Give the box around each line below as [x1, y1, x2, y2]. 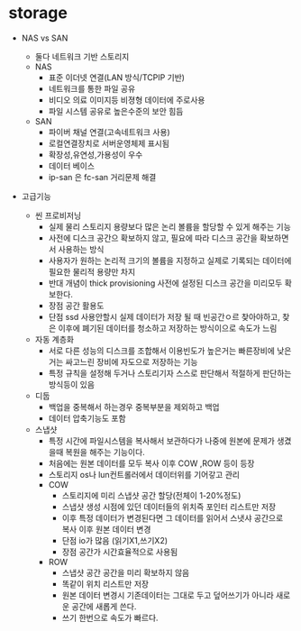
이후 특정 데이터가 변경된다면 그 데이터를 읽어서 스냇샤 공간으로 [61, 512, 284, 523]
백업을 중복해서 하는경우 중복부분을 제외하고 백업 [48, 401, 220, 412]
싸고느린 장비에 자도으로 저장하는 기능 [65, 356, 198, 367]
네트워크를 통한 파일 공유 [48, 83, 136, 94]
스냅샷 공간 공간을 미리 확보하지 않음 [61, 567, 190, 578]
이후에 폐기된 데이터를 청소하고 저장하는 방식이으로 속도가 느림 [58, 323, 278, 334]
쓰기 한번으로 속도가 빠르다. [61, 612, 159, 623]
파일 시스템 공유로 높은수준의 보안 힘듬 [48, 105, 184, 116]
